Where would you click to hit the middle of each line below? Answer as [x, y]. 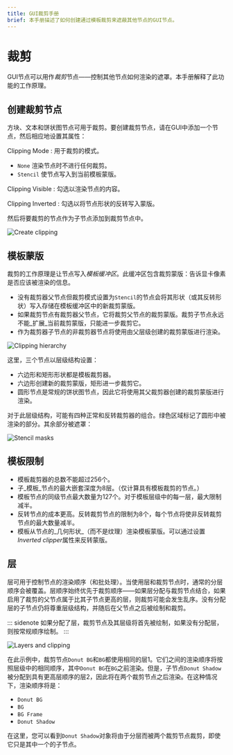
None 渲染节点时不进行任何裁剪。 [64, 166]
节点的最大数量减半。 [48, 522]
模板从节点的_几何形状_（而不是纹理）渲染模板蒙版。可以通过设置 [111, 531]
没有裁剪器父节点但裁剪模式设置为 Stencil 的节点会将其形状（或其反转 [116, 297]
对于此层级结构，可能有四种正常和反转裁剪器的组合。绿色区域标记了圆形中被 [116, 416]
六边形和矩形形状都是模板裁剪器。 [66, 375]
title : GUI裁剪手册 [33, 14]
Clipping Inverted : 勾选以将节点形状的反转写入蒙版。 [83, 204]
